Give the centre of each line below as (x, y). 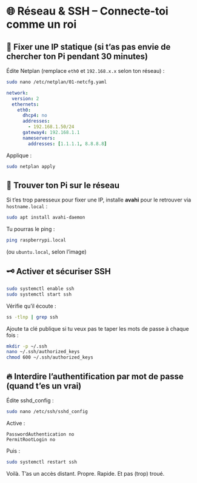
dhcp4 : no (35, 116)
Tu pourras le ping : (31, 229)
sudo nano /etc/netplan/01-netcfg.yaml (57, 82)
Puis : (13, 451)
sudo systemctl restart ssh (42, 462)
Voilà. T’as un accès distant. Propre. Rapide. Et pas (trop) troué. (85, 473)
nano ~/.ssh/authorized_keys (43, 352)
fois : (12, 335)
